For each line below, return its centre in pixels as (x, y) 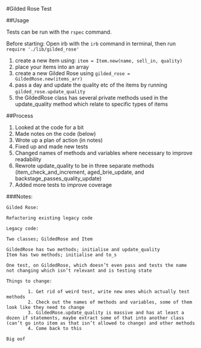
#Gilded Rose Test (29, 9)
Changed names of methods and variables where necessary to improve (104, 153)
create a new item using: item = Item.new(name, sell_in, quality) (99, 60)
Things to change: (29, 281)
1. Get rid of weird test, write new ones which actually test (109, 292)
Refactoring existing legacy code (50, 218)
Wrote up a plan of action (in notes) (59, 140)
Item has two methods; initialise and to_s (62, 255)
